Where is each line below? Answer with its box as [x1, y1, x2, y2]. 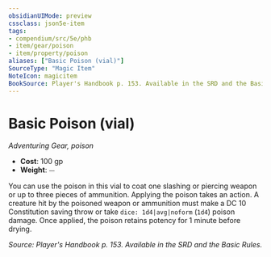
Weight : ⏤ [19, 165, 55, 175]
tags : [8, 27, 27, 35]
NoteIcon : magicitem [8, 72, 78, 80]
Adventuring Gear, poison [8, 141, 94, 150]
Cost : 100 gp [19, 157, 64, 166]
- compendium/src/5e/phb [8, 34, 92, 43]
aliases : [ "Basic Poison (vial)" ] [8, 57, 125, 65]
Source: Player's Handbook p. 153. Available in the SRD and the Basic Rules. [8, 240, 263, 250]
